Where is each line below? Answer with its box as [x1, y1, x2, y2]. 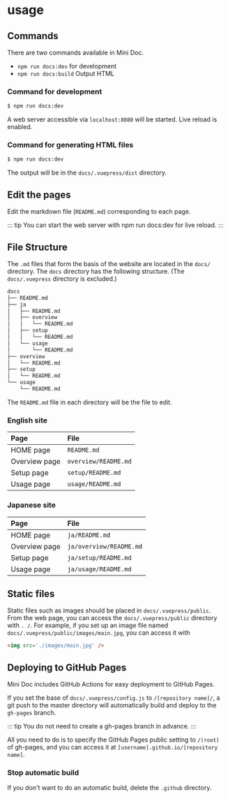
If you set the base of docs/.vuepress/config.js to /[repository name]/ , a [7, 694, 221, 702]
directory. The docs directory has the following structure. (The [7, 267, 185, 275]
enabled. [7, 123, 33, 131]
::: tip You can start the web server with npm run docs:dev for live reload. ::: [7, 221, 224, 229]
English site [7, 415, 47, 425]
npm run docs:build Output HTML [17, 69, 115, 78]
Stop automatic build [7, 768, 79, 777]
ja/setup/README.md [67, 554, 132, 562]
